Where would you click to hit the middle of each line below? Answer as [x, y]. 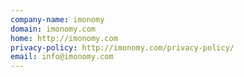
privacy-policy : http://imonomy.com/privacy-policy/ [122, 47]
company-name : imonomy [57, 19]
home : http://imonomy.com [64, 38]
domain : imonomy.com [53, 29]
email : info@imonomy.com [62, 57]
